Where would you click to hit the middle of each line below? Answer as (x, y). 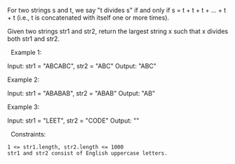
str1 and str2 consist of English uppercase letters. (88, 153)
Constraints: (28, 134)
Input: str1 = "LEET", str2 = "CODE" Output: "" (73, 120)
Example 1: (26, 52)
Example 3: (23, 107)
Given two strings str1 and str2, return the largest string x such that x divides (118, 31)
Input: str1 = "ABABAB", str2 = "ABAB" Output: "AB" (81, 93)
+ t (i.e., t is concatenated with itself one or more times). (88, 18)
